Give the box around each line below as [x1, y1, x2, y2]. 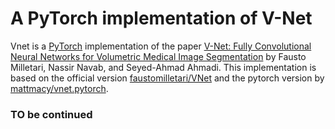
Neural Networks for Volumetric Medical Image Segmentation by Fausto [10, 50, 307, 62]
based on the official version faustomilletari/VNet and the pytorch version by [10, 72, 325, 84]
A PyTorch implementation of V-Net [10, 7, 313, 30]
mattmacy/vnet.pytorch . [10, 82, 109, 94]
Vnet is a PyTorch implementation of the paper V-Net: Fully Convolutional [10, 40, 312, 52]
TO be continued [10, 107, 93, 121]
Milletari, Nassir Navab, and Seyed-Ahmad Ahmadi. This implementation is [10, 61, 317, 73]
